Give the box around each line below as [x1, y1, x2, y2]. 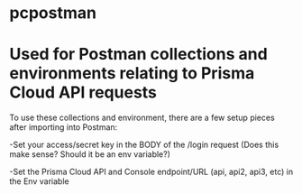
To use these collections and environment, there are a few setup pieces [9, 112, 275, 124]
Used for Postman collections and [9, 44, 268, 65]
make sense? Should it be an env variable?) [9, 149, 171, 160]
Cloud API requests [9, 82, 158, 103]
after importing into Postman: [9, 122, 118, 133]
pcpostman [9, 3, 97, 23]
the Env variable [9, 176, 69, 187]
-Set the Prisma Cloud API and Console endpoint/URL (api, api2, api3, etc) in [9, 166, 294, 178]
